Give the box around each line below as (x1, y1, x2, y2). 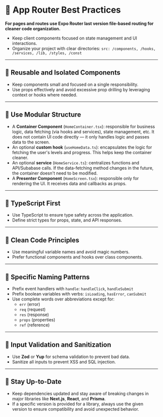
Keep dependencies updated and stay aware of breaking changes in (12, 390, 149, 397)
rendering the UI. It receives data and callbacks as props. (12, 180, 127, 186)
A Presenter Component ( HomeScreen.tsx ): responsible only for (12, 175, 139, 181)
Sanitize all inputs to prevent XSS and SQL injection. (12, 358, 116, 365)
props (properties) (19, 317, 56, 322)
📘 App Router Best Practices (5, 4, 121, 16)
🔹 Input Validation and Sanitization (5, 341, 112, 349)
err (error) (19, 301, 40, 307)
